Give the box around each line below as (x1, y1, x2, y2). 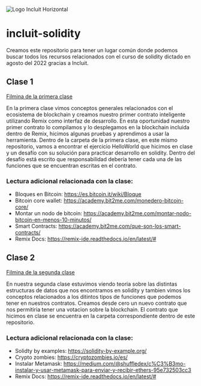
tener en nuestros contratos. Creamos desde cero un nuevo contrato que (6, 299, 187, 307)
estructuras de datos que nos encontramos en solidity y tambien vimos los (6, 286, 191, 294)
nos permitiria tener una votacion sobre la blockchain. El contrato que (6, 305, 178, 313)
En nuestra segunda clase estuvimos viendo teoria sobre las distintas (6, 280, 178, 287)
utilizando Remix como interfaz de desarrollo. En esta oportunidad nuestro (6, 117, 190, 124)
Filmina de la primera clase (6, 93, 73, 100)
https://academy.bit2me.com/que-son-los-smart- (58, 222, 181, 230)
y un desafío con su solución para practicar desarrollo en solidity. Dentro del (6, 149, 195, 156)
